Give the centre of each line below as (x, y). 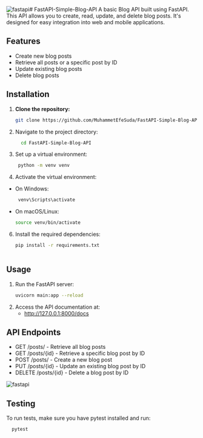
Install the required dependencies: (58, 234)
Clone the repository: (42, 109)
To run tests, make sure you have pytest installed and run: (78, 418)
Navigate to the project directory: (56, 132)
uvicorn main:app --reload (49, 295)
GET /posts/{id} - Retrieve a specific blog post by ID (80, 353)
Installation (28, 94)
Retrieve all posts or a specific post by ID (66, 62)
